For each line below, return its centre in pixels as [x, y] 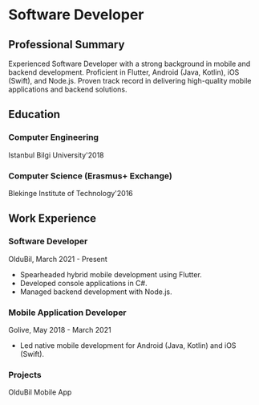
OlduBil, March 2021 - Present [58, 259]
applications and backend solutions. [68, 89]
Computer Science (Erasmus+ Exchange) [90, 176]
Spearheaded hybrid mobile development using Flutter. [111, 274]
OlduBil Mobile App [40, 392]
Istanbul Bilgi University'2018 [56, 155]
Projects [25, 374]
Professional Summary [67, 45]
